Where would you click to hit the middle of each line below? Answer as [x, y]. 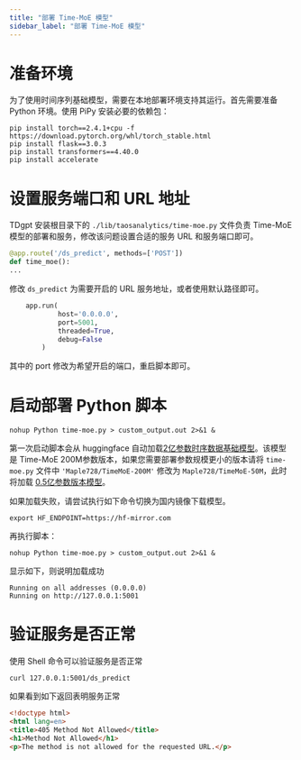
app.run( [42, 306]
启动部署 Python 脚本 [88, 406]
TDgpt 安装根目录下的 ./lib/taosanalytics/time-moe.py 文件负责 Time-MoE [151, 225]
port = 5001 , [78, 322]
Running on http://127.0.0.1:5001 [74, 596]
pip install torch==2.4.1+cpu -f [72, 128]
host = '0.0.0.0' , [88, 314]
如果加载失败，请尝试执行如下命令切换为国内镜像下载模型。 [120, 501]
